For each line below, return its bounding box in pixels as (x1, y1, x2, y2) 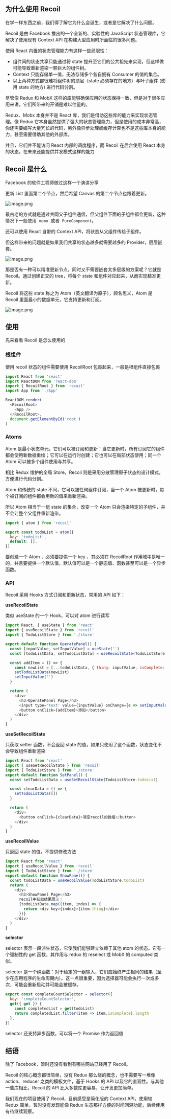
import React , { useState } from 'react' (5, 623, 95, 628)
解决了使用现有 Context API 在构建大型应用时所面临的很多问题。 (5, 36, 140, 42)
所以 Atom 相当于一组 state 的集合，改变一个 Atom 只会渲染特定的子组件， (5, 504, 161, 510)
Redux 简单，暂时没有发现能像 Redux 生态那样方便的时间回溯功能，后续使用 (5, 1102, 165, 1108)
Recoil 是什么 (5, 165, 47, 174)
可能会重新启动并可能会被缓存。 (14, 981, 81, 988)
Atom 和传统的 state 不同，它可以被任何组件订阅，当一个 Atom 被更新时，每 (5, 486, 164, 492)
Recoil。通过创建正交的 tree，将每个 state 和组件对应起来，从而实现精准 (5, 272, 157, 279)
